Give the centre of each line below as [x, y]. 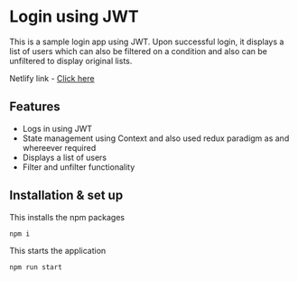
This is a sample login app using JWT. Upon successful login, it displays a [147, 42]
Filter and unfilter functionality [79, 167]
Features [35, 107]
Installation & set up [66, 196]
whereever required [59, 147]
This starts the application [58, 250]
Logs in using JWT [57, 128]
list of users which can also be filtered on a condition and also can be [139, 51]
